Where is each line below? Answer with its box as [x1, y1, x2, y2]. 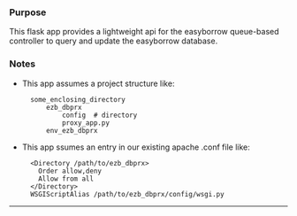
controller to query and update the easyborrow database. [9, 35, 218, 46]
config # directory [61, 111, 138, 120]
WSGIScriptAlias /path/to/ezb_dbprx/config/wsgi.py [30, 189, 225, 198]
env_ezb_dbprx [45, 126, 98, 135]
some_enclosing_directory [30, 95, 126, 104]
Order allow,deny [38, 166, 102, 175]
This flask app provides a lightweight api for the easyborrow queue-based [9, 27, 280, 37]
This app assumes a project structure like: [21, 78, 175, 89]
